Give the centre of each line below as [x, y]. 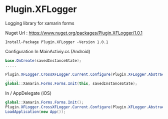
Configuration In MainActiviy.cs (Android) [48, 51]
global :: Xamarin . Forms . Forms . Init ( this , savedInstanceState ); [71, 84]
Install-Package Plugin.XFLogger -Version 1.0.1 [57, 42]
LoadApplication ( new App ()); [35, 112]
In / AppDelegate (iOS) [28, 93]
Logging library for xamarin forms [40, 23]
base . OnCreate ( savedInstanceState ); [43, 61]
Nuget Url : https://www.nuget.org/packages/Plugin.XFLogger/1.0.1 [74, 33]
